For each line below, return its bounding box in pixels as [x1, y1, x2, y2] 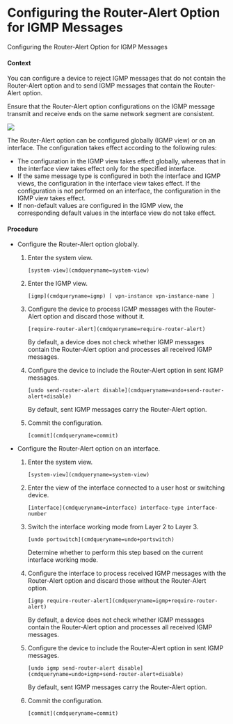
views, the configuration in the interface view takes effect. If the [17, 179, 200, 188]
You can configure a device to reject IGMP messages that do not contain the [7, 74, 226, 83]
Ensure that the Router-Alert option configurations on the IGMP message [7, 102, 216, 111]
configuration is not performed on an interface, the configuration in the [17, 186, 221, 195]
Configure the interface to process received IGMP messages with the [27, 569, 226, 578]
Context [7, 58, 31, 67]
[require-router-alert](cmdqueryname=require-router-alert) [27, 325, 206, 333]
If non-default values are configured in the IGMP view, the [17, 202, 184, 210]
